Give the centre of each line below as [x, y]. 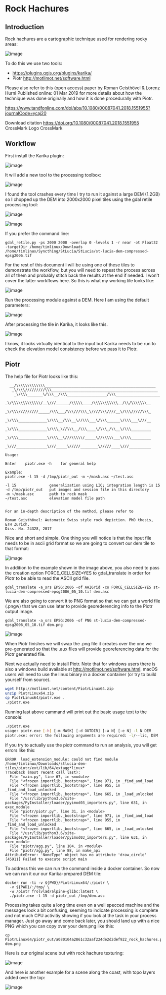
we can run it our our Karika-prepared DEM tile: [53, 873]
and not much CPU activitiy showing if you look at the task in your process [81, 915]
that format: [17, 548]
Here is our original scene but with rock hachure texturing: [64, 953]
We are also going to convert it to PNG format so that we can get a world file [83, 601]
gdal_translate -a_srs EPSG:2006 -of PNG [48, 621]
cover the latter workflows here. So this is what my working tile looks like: [80, 280]
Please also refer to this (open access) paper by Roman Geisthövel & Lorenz [83, 88]
